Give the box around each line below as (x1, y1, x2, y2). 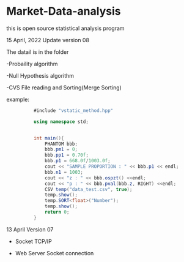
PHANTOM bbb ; (45, 141, 78, 147)
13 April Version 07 (6, 225, 54, 233)
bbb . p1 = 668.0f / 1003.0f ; (45, 158, 111, 164)
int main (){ (33, 135, 64, 141)
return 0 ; (45, 209, 70, 215)
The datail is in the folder (6, 48, 69, 56)
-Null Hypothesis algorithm (6, 72, 75, 79)
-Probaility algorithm (6, 60, 58, 67)
